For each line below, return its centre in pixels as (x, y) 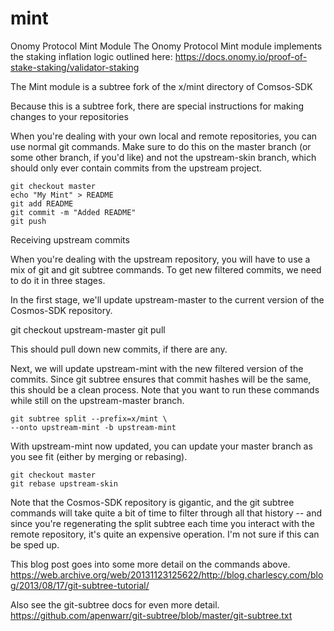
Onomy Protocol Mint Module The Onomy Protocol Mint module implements (166, 46)
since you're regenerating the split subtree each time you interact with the (162, 523)
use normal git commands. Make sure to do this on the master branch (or (161, 146)
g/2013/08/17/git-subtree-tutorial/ (80, 585)
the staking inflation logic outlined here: (91, 56)
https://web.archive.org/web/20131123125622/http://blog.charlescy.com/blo (167, 574)
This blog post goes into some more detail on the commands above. (150, 564)
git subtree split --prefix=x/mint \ (89, 418)
